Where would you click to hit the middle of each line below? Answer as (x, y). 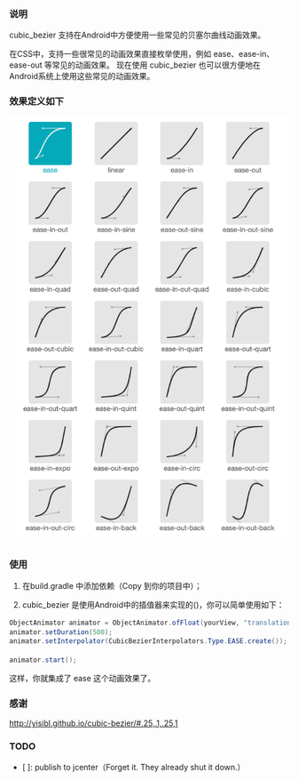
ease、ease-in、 (244, 54)
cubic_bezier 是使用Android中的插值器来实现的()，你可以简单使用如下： (153, 604)
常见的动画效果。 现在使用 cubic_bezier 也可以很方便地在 (157, 65)
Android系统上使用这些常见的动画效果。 (82, 76)
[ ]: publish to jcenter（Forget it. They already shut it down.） (133, 767)
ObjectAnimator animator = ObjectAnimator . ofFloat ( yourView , (125, 623)
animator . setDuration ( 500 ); (61, 632)
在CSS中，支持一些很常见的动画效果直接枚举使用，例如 (110, 54)
